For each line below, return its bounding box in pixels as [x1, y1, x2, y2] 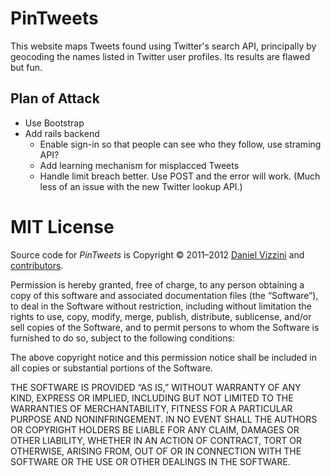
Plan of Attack [10, 90, 100, 107]
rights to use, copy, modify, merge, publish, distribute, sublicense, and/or [10, 310, 312, 322]
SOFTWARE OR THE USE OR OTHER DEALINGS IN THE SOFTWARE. [10, 455, 291, 467]
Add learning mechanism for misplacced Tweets [39, 159, 240, 171]
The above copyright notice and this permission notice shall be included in [10, 351, 317, 363]
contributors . [10, 259, 64, 271]
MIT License [10, 215, 115, 238]
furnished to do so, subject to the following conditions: [10, 332, 235, 344]
